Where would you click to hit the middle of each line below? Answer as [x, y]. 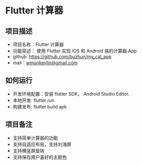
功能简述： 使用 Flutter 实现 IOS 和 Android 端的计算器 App [75, 51]
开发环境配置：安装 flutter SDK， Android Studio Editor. [71, 94]
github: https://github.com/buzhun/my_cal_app [62, 57]
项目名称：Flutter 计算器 [38, 44]
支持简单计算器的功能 [35, 138]
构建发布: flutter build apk [40, 106]
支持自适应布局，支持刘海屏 [42, 144]
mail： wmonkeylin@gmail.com [45, 63]
